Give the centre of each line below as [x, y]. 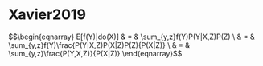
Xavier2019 [47, 15]
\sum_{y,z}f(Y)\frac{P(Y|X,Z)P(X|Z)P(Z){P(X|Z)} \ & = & [99, 45]
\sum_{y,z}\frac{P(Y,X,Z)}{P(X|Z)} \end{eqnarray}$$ [95, 53]
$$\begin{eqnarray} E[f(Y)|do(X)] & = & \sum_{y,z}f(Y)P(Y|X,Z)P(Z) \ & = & [131, 37]
